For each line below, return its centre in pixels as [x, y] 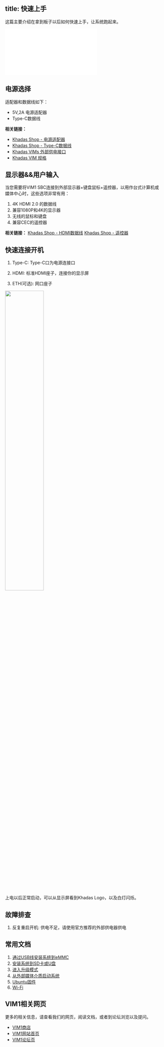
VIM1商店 [21, 1027]
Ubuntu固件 [24, 982]
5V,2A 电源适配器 [30, 112]
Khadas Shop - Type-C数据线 [42, 145]
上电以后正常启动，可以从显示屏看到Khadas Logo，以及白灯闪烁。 [72, 898]
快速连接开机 [24, 250]
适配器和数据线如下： [26, 102]
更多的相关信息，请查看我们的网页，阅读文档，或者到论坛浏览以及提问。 [78, 1017]
